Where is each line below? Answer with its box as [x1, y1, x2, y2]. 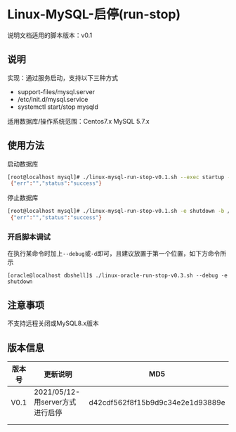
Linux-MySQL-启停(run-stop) [7, 6, 181, 22]
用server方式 [34, 397, 77, 407]
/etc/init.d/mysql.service [17, 95, 88, 103]
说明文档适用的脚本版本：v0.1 [7, 31, 93, 39]
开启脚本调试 [7, 232, 51, 242]
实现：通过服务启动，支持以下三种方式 [7, 73, 118, 81]
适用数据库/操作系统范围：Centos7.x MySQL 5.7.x [7, 117, 150, 125]
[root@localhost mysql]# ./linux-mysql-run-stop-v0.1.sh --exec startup [7, 174, 225, 181]
